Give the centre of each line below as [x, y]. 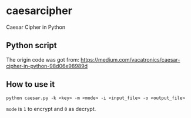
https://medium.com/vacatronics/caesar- [130, 59]
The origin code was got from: [43, 59]
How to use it [31, 84]
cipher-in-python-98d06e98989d [47, 66]
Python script [31, 45]
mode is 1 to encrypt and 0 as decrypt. [51, 109]
